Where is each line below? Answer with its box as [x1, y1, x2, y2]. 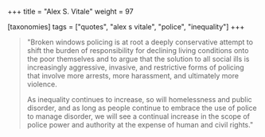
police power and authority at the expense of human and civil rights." [26, 120, 254, 129]
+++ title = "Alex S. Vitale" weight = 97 [7, 7, 134, 16]
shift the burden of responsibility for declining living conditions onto [26, 46, 249, 55]
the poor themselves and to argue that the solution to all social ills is [26, 55, 250, 63]
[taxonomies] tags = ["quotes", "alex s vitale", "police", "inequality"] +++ [7, 22, 245, 31]
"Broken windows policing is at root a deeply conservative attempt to [26, 37, 254, 47]
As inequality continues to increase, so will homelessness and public [26, 95, 252, 104]
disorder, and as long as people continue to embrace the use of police [26, 103, 257, 112]
